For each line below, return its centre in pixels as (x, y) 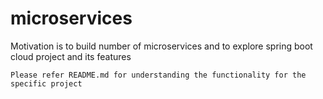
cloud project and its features (71, 56)
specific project (46, 83)
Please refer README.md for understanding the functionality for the (158, 75)
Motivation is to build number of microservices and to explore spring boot (161, 46)
